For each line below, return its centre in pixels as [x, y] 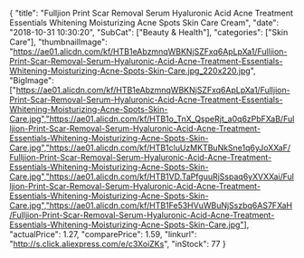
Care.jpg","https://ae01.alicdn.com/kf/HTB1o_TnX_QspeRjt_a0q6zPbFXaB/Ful [152, 119]
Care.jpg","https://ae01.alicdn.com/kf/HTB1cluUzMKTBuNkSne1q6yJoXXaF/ [150, 148]
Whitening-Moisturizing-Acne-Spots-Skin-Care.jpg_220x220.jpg [130, 71]
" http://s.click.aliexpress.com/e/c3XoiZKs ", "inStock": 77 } [118, 244]
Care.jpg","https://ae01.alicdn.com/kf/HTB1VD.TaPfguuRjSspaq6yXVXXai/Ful [152, 177]
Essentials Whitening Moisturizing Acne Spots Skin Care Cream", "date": [144, 23]
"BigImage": [32, 80]
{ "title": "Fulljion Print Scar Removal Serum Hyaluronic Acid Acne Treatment [152, 13]
